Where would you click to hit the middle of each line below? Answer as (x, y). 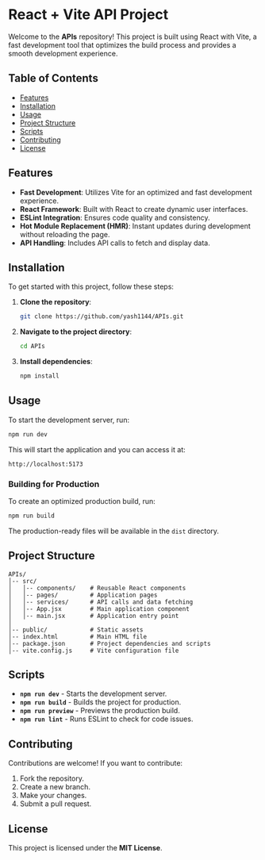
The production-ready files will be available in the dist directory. (114, 531)
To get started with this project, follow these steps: (91, 286)
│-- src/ (23, 581)
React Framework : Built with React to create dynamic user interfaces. (134, 209)
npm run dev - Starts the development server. (93, 694)
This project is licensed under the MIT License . (85, 848)
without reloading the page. (65, 234)
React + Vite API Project (88, 15)
